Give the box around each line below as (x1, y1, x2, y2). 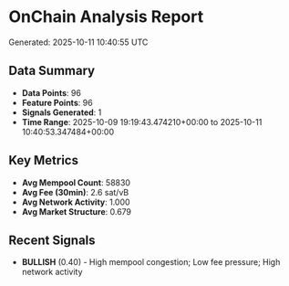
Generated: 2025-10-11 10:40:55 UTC (8, 37, 149, 48)
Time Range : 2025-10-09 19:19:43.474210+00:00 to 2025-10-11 (21, 116, 263, 127)
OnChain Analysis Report (8, 6, 204, 27)
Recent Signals (8, 232, 97, 248)
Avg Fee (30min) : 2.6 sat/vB (21, 186, 129, 197)
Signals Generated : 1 (21, 107, 102, 118)
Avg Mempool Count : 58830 (21, 176, 131, 188)
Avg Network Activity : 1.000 (21, 196, 130, 207)
